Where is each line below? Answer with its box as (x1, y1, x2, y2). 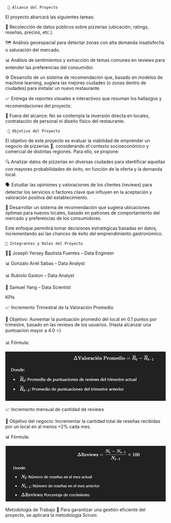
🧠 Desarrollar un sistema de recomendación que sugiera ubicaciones (5, 204, 150, 210)
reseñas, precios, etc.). (5, 29, 53, 35)
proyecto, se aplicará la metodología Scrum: (5, 512, 98, 518)
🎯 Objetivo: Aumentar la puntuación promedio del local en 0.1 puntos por (5, 316, 157, 322)
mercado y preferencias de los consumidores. (5, 215, 102, 221)
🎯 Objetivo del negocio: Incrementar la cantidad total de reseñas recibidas (5, 418, 161, 424)
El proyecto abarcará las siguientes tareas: (5, 14, 95, 20)
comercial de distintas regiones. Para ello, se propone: (5, 148, 120, 154)
